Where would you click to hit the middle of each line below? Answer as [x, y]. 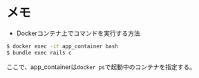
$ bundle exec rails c [39, 52]
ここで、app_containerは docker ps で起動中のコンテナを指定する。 [101, 67]
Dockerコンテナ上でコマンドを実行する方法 [78, 33]
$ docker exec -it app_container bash [62, 46]
